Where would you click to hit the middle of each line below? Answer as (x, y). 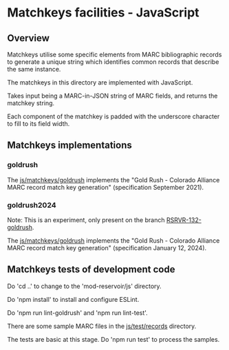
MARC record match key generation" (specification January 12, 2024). (107, 248)
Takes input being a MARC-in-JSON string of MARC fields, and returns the (112, 96)
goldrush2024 (32, 205)
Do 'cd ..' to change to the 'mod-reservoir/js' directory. (84, 286)
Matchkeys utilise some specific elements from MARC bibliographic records (115, 54)
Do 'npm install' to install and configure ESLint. (73, 299)
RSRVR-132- (184, 220)
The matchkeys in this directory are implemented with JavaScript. (100, 83)
